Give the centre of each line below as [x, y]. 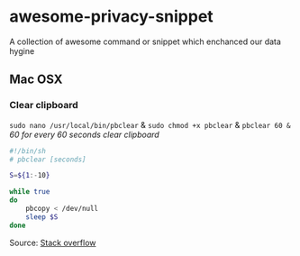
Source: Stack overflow [53, 242]
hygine [22, 50]
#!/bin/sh [28, 151]
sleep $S [42, 217]
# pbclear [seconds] [48, 160]
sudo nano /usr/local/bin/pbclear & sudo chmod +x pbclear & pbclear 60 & [150, 124]
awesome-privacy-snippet [111, 17]
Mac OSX [36, 80]
